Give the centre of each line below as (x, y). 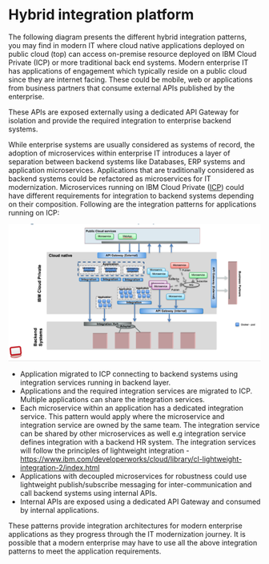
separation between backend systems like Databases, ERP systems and (127, 161)
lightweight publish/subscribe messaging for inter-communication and (136, 484)
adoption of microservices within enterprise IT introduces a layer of (119, 153)
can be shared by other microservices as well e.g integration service (133, 433)
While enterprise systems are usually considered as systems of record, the (132, 144)
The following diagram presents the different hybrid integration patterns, (128, 37)
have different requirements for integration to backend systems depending (131, 195)
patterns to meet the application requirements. (85, 551)
